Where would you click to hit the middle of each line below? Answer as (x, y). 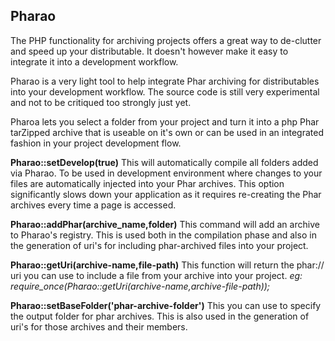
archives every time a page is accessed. (93, 205)
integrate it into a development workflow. (94, 61)
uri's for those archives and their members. (99, 326)
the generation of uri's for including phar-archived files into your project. (159, 245)
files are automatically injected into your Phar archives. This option (147, 183)
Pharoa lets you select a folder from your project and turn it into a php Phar (165, 121)
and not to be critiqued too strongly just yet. (101, 102)
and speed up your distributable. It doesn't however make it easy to (149, 51)
